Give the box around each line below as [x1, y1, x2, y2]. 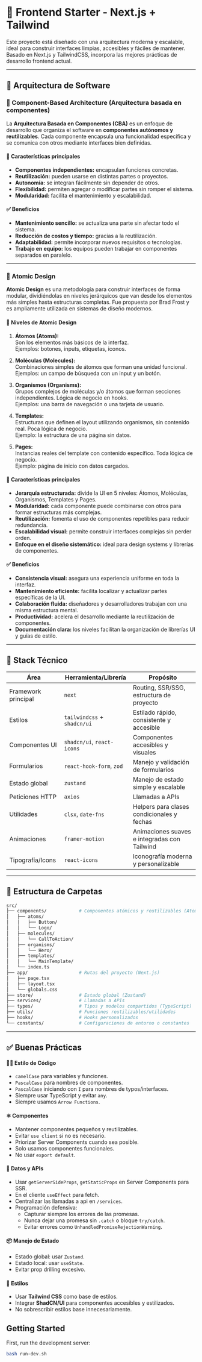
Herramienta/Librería [64, 673, 126, 682]
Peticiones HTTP [9, 792, 57, 801]
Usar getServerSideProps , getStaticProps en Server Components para [14, 1178, 189, 1185]
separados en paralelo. [14, 251, 72, 259]
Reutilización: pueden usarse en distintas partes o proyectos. [14, 172, 168, 180]
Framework [9, 687, 41, 695]
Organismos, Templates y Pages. [14, 495, 97, 503]
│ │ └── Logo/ [6, 925, 52, 931]
